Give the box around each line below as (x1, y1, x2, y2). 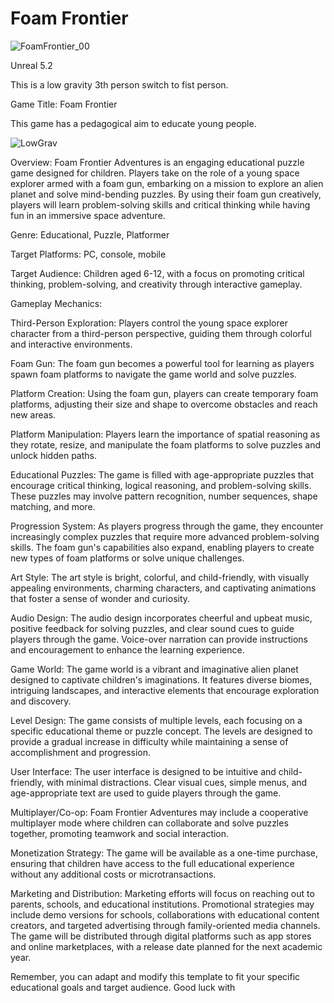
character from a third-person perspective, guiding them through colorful (10, 327, 312, 339)
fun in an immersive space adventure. (10, 209, 166, 221)
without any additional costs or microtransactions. (10, 868, 217, 880)
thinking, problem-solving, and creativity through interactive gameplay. (10, 278, 303, 290)
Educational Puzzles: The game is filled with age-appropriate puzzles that (10, 468, 315, 481)
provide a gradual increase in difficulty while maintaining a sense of (10, 735, 289, 747)
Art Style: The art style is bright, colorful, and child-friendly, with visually (10, 571, 310, 583)
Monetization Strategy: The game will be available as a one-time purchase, (10, 847, 319, 859)
